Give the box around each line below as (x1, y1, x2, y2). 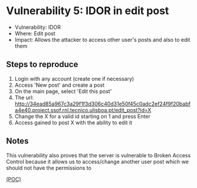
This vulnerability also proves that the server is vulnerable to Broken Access (6, 151, 191, 159)
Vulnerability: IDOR (14, 24, 61, 31)
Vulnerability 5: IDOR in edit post (6, 4, 169, 18)
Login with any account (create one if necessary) (14, 75, 134, 82)
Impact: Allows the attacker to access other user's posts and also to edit (14, 36, 191, 43)
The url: (14, 94, 34, 101)
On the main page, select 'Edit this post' (14, 87, 112, 95)
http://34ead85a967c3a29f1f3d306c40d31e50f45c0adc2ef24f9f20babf (14, 100, 191, 107)
